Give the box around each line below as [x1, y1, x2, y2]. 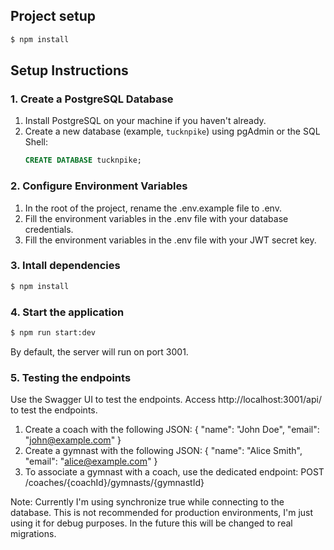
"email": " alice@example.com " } [24, 455, 158, 468]
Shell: [24, 136, 49, 148]
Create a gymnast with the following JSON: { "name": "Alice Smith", [24, 445, 303, 457]
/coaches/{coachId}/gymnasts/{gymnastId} [24, 477, 205, 489]
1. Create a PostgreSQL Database [10, 92, 174, 106]
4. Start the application [10, 305, 125, 319]
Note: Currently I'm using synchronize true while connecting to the [10, 496, 285, 508]
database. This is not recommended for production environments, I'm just [10, 507, 314, 519]
